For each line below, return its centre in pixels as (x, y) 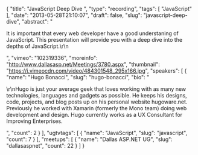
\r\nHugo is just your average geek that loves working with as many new (96, 89)
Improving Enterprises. (34, 121)
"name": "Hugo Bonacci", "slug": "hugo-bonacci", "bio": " (78, 77)
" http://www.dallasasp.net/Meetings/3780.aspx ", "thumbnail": (83, 64)
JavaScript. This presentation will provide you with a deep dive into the (94, 40)
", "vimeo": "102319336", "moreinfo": (52, 58)
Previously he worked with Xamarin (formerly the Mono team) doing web (97, 108)
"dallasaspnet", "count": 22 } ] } (46, 146)
